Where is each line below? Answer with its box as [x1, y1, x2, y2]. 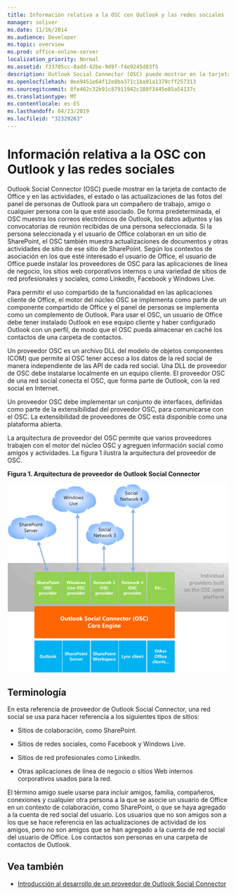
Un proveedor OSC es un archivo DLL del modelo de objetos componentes [7, 346, 223, 355]
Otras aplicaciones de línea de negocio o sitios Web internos [17, 767, 193, 775]
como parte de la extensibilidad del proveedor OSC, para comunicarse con [7, 405, 223, 413]
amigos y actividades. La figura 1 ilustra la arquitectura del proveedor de [7, 448, 216, 457]
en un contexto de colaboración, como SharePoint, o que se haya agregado [7, 803, 226, 811]
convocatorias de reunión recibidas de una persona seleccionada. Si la [7, 222, 212, 230]
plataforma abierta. [7, 419, 63, 429]
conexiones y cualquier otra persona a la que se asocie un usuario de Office [7, 795, 228, 804]
